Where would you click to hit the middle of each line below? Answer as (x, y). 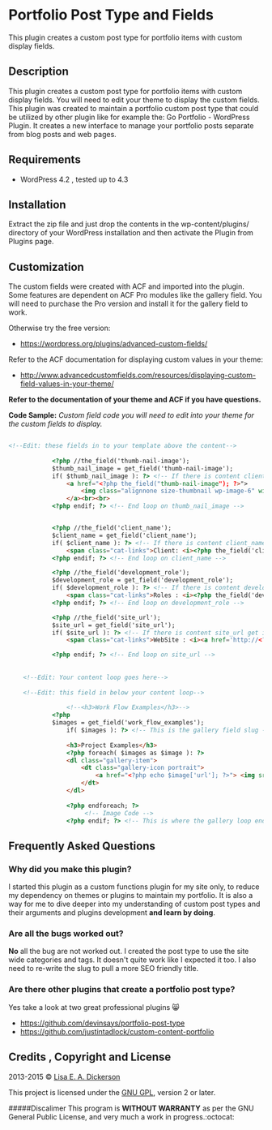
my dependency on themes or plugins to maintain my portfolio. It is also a (131, 896)
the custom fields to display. (55, 424)
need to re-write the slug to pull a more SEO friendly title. (104, 969)
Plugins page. (31, 242)
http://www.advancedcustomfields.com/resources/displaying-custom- (138, 376)
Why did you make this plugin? (70, 869)
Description (38, 72)
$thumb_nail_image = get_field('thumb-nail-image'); (142, 468)
